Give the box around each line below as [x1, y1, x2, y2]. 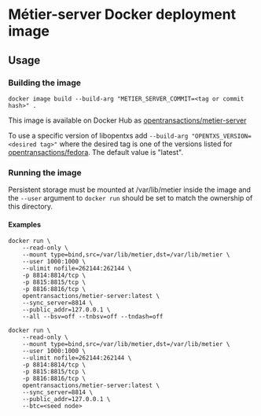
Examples [8, 219, 42, 229]
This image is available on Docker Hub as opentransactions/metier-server [8, 116, 247, 125]
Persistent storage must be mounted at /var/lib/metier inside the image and [8, 185, 252, 194]
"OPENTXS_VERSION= [191, 132, 252, 140]
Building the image [8, 77, 81, 88]
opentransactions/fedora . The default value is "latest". [8, 147, 183, 156]
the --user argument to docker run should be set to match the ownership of [8, 193, 253, 203]
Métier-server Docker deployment [8, 6, 237, 24]
